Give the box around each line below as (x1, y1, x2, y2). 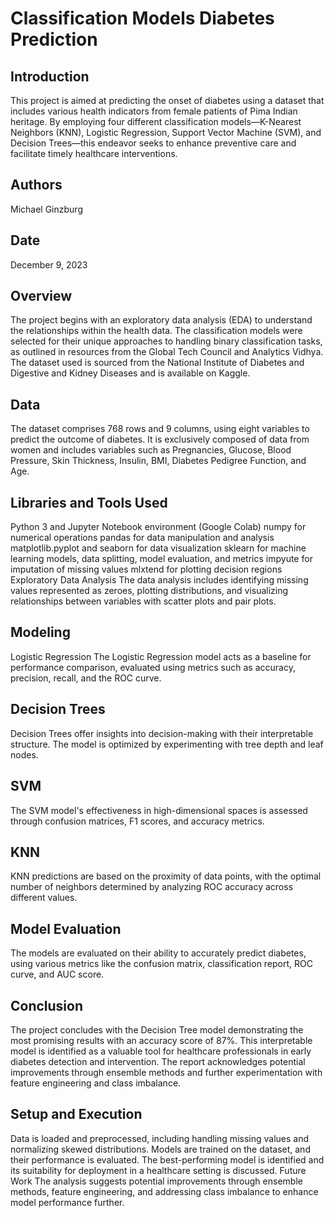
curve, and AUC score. (10, 968, 105, 981)
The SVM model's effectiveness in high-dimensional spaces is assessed (10, 804, 308, 816)
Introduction (10, 68, 90, 85)
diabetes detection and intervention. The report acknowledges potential (10, 1055, 306, 1067)
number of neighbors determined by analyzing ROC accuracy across (10, 881, 294, 893)
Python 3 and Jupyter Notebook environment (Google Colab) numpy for (10, 521, 307, 533)
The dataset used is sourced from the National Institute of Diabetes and (10, 357, 305, 369)
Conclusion (10, 997, 84, 1014)
